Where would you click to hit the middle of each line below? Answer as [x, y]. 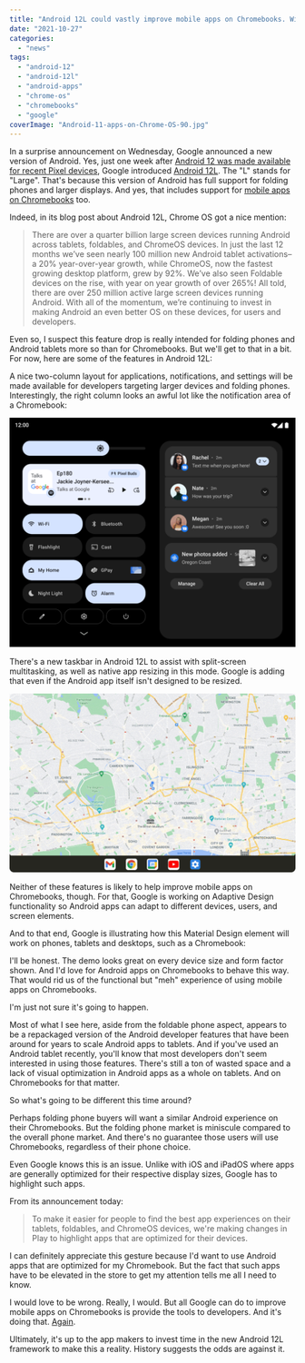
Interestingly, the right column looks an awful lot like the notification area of [150, 396]
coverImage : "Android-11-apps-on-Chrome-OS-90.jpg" [109, 124]
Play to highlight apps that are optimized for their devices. [139, 1238]
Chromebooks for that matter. [65, 1082]
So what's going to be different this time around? [101, 1100]
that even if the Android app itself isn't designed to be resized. [126, 680]
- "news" [34, 48]
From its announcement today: [67, 1201]
